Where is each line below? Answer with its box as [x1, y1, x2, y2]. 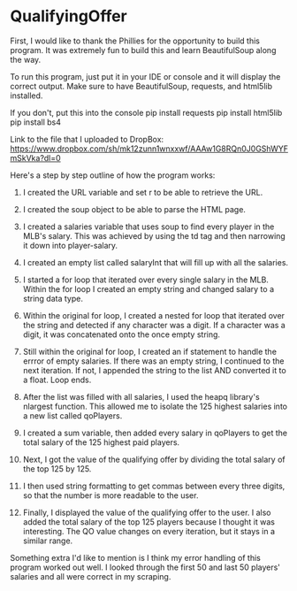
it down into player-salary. [22, 240, 118, 250]
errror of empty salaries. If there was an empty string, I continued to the [22, 356, 285, 366]
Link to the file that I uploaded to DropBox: [10, 134, 164, 144]
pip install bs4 [10, 117, 61, 127]
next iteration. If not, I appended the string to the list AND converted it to [22, 365, 286, 375]
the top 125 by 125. [22, 463, 92, 474]
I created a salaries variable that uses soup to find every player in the [22, 221, 275, 232]
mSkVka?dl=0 [10, 152, 61, 163]
